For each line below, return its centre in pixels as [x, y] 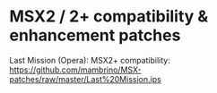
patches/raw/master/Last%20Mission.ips [85, 79]
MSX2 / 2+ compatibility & [109, 17]
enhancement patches [95, 35]
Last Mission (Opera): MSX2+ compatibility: [90, 60]
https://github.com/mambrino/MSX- [75, 70]
